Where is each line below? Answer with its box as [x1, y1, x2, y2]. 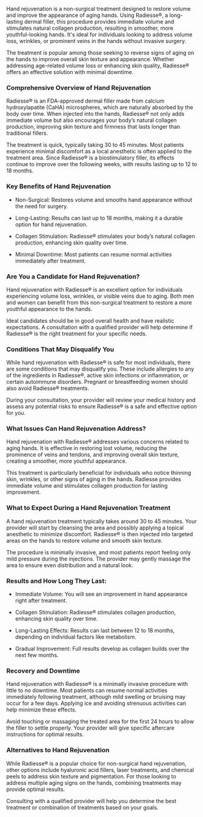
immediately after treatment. [15, 257, 86, 264]
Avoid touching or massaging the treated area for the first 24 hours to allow [6, 718, 195, 725]
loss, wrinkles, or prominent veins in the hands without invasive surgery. [6, 38, 187, 44]
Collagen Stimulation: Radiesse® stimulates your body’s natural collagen [15, 232, 195, 240]
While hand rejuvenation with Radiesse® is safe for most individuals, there [6, 359, 191, 366]
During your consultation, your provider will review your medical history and [6, 397, 196, 404]
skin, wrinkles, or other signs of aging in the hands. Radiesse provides [6, 476, 181, 483]
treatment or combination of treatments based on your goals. [6, 804, 159, 811]
